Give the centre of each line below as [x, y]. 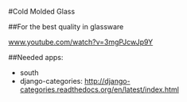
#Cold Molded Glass [42, 11]
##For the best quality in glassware [66, 26]
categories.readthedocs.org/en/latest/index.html [99, 89]
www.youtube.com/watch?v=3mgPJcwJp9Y [81, 42]
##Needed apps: [36, 57]
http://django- [107, 81]
